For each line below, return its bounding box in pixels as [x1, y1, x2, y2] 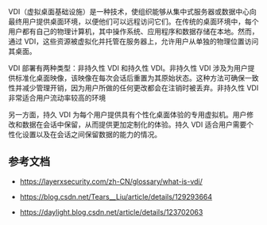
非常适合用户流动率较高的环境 [8, 93, 106, 102]
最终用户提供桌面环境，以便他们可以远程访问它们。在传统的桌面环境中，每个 [8, 17, 259, 26]
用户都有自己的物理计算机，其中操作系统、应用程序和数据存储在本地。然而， [8, 27, 259, 36]
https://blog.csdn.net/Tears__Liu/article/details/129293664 [19, 192, 213, 201]
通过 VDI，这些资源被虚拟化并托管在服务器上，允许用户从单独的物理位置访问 [8, 36, 259, 46]
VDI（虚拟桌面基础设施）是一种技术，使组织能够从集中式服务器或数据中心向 [8, 7, 257, 16]
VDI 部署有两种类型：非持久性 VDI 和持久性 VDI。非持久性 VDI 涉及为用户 [8, 63, 248, 73]
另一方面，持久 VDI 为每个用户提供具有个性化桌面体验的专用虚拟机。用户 [8, 110, 247, 119]
